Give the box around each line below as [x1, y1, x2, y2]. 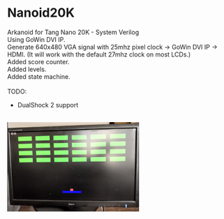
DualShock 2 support [17, 100, 79, 109]
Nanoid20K [7, 5, 75, 21]
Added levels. [7, 65, 47, 73]
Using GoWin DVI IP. [7, 35, 66, 43]
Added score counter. [7, 57, 70, 66]
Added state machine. [7, 72, 71, 81]
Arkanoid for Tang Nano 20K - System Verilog [7, 28, 140, 36]
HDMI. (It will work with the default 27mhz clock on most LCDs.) [7, 50, 191, 59]
